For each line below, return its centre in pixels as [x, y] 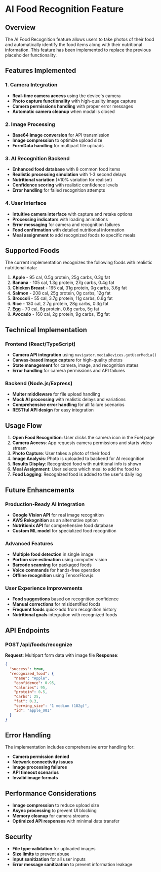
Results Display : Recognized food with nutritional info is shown [77, 464]
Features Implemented [41, 71]
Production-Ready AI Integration [45, 504]
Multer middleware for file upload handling [56, 394]
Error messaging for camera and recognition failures [66, 225]
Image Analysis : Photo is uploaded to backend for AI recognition [78, 459]
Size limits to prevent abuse [41, 854]
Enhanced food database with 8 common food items [66, 169]
